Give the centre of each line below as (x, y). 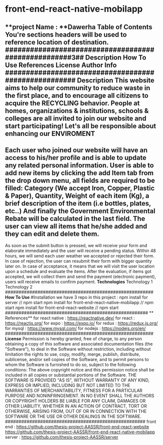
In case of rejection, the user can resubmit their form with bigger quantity (79, 261)
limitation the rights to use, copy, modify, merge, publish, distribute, (72, 354)
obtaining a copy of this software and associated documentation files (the (79, 344)
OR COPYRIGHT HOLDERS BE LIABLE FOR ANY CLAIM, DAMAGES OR (75, 401)
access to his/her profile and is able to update (76, 158)
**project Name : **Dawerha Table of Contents (79, 27)
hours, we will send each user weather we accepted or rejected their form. (80, 256)
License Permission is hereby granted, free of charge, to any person (74, 339)
